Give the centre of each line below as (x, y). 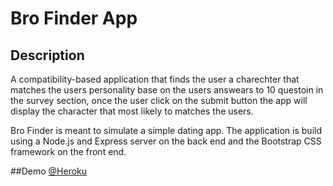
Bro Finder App (74, 18)
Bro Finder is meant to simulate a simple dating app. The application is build (166, 130)
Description (47, 55)
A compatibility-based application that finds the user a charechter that (155, 79)
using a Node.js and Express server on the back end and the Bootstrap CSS (166, 141)
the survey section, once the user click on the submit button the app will (159, 100)
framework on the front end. (68, 151)
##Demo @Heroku (49, 171)
